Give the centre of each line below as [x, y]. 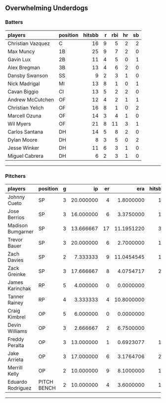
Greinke [17, 274]
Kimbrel [17, 317]
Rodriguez [20, 388]
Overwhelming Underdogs [47, 8]
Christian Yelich [26, 107]
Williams [17, 331]
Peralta [16, 345]
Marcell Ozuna [24, 116]
